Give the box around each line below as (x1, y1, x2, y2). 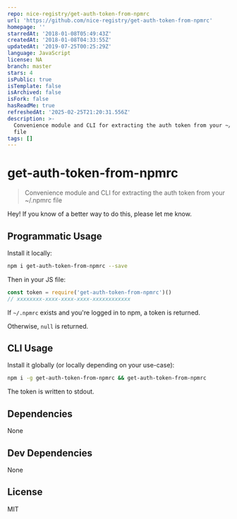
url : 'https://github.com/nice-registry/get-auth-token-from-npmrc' (7, 17, 213, 24)
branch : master (7, 63, 52, 70)
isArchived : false (7, 89, 61, 96)
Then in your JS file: (7, 275, 66, 283)
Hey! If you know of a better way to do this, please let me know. (7, 209, 192, 219)
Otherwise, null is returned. (7, 322, 89, 330)
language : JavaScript (7, 50, 71, 57)
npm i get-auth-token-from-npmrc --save (7, 262, 128, 269)
